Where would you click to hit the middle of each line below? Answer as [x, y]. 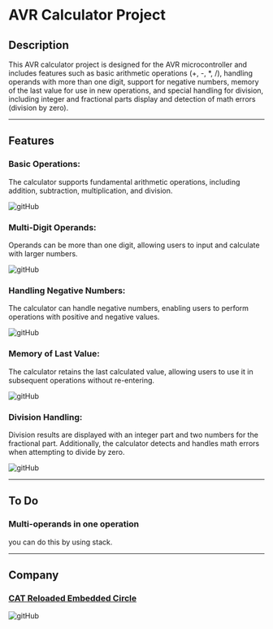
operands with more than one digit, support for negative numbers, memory [134, 82]
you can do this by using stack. [61, 542]
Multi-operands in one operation [74, 524]
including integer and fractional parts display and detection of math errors [132, 99]
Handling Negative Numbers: [67, 290]
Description [39, 45]
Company [34, 575]
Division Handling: [45, 417]
